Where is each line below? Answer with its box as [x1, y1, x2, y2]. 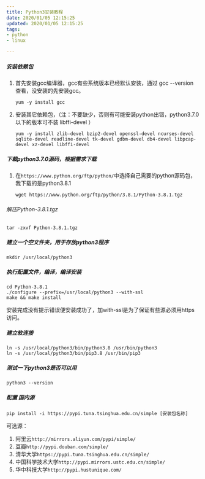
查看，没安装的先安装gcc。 [15, 87, 84, 94]
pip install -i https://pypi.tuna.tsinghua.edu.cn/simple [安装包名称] [6, 410, 188, 416]
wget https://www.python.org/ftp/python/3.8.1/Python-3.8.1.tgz [15, 192, 183, 198]
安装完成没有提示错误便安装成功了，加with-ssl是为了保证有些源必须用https [6, 306, 195, 314]
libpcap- [174, 136, 197, 142]
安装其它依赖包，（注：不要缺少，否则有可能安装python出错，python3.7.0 [15, 111, 199, 118]
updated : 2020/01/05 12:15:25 [6, 20, 84, 26]
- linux [6, 37, 26, 44]
